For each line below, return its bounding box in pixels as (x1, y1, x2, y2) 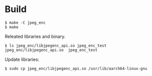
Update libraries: (5, 56, 39, 62)
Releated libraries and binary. (5, 33, 66, 39)
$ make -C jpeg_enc (5, 20, 46, 25)
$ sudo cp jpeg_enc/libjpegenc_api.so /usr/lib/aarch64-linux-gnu (5, 66, 147, 71)
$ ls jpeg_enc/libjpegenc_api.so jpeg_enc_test (5, 43, 107, 48)
